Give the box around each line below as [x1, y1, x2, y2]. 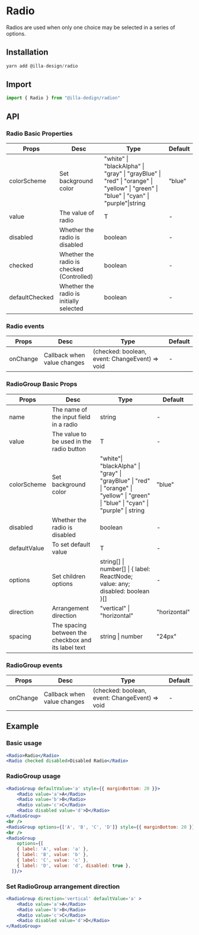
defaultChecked [9, 293, 54, 301]
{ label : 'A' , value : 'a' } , [17, 846, 89, 852]
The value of [59, 209, 95, 217]
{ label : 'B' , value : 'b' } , [17, 852, 89, 858]
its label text [52, 643, 86, 652]
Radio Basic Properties [6, 129, 73, 138]
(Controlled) [59, 273, 94, 280]
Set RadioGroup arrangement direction [6, 882, 120, 891]
